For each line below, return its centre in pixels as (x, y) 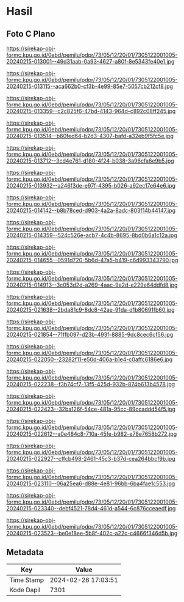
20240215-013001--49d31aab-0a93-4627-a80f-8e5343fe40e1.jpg (90, 61)
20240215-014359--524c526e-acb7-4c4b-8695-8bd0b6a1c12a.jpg (92, 235)
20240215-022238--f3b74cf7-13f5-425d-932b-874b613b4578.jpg (91, 384)
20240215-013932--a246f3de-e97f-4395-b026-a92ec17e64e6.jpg (91, 185)
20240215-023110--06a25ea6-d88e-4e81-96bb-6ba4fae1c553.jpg (91, 483)
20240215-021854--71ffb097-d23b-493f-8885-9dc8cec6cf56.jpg (90, 335)
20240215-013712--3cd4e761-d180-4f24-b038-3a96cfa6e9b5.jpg (90, 161)
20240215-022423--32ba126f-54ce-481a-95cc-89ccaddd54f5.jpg (91, 409)
